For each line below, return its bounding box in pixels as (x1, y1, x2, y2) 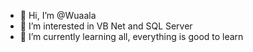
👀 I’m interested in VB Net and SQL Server (19, 20, 193, 32)
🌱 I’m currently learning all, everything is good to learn (19, 31, 244, 42)
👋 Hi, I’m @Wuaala (19, 10, 97, 21)
